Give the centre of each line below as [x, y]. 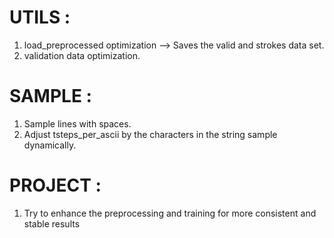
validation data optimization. [82, 55]
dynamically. [50, 145]
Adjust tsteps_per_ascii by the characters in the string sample [150, 134]
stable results [52, 223]
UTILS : [40, 17]
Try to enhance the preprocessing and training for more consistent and [170, 213]
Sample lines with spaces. [77, 123]
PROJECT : [55, 185]
